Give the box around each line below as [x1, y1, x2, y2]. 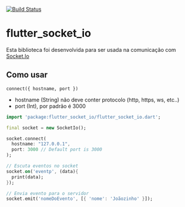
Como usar [6, 70, 48, 80]
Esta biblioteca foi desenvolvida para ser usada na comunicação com [6, 46, 177, 53]
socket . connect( [6, 135, 46, 141]
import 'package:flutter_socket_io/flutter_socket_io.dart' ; [6, 114, 161, 120]
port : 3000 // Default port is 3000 [11, 147, 102, 153]
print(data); [11, 174, 44, 180]
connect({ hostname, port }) [6, 85, 79, 92]
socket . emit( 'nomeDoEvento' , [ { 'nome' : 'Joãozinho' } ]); [6, 196, 153, 202]
